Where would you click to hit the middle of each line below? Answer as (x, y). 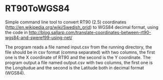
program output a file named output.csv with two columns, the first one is (79, 62)
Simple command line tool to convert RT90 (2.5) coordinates (66, 22)
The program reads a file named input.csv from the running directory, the (79, 47)
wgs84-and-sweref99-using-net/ (39, 38)
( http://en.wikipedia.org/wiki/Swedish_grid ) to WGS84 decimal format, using (82, 27)
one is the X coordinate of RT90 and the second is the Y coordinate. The (78, 57)
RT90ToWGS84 (37, 9)
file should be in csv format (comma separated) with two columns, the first (80, 52)
